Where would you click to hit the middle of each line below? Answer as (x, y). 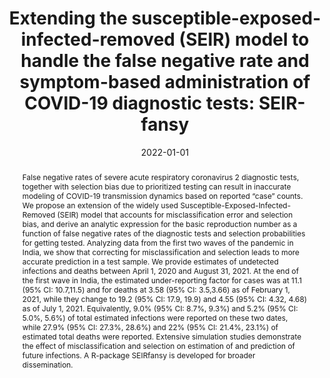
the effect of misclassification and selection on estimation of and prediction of (158, 345)
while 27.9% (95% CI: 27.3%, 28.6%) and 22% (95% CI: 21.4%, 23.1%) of (150, 327)
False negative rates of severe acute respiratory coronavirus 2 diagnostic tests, (160, 177)
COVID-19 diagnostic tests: (139, 103)
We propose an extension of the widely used (100, 205)
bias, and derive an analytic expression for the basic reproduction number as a (159, 223)
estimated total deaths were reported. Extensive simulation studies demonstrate (161, 336)
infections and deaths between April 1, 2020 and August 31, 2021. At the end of (160, 270)
